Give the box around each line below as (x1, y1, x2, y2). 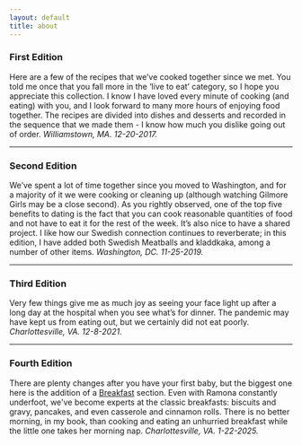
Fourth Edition (9, 357, 73, 370)
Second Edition (9, 159, 77, 171)
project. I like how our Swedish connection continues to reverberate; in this (9, 228, 287, 239)
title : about (9, 22, 58, 31)
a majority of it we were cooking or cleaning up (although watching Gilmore (9, 189, 289, 200)
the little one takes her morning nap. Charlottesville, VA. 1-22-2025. (9, 425, 259, 436)
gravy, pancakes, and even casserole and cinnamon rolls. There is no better (9, 406, 290, 417)
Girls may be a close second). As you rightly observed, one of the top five (9, 199, 283, 210)
